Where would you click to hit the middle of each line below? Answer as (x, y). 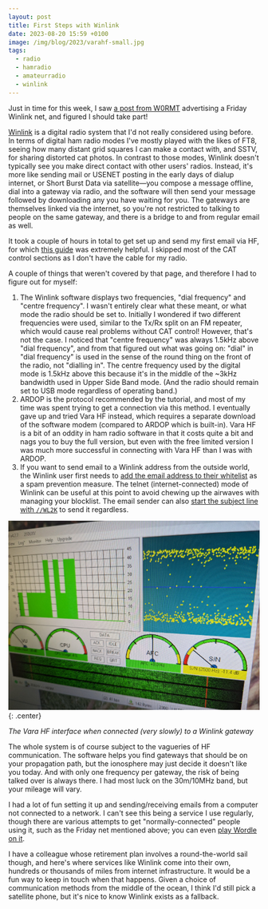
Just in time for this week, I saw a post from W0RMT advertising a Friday (128, 108)
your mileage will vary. (45, 789)
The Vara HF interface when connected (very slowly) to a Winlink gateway (131, 731)
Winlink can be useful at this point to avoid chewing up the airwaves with (139, 492)
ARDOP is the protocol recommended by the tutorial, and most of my (132, 399)
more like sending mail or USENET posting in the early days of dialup (121, 174)
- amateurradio (41, 76)
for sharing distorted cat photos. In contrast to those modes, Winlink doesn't (134, 157)
